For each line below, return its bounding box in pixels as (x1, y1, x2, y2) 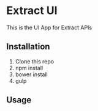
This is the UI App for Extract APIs (6, 24, 92, 31)
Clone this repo (15, 57, 54, 65)
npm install (15, 64, 43, 71)
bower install (15, 71, 48, 78)
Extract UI (6, 4, 58, 18)
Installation (6, 41, 50, 52)
